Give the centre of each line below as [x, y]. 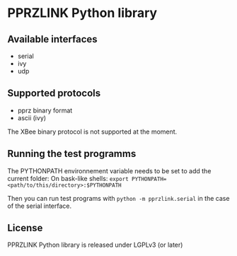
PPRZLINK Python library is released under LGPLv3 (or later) [95, 245]
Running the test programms [72, 154]
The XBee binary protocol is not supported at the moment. [92, 132]
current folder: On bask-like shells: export [68, 178]
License [25, 228]
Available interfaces [52, 39]
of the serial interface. [40, 206]
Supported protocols [54, 93]
